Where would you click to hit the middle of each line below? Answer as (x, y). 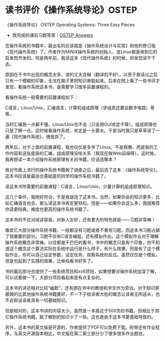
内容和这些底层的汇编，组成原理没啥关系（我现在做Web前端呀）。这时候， (84, 153)
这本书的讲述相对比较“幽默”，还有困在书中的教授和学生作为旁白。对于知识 (80, 288)
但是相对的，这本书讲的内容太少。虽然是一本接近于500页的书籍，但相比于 (80, 310)
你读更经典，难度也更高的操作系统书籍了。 (48, 209)
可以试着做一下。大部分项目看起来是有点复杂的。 (55, 277)
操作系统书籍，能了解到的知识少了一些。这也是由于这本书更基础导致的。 (82, 317)
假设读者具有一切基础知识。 (41, 300)
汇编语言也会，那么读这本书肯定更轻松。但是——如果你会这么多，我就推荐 (84, 203)
